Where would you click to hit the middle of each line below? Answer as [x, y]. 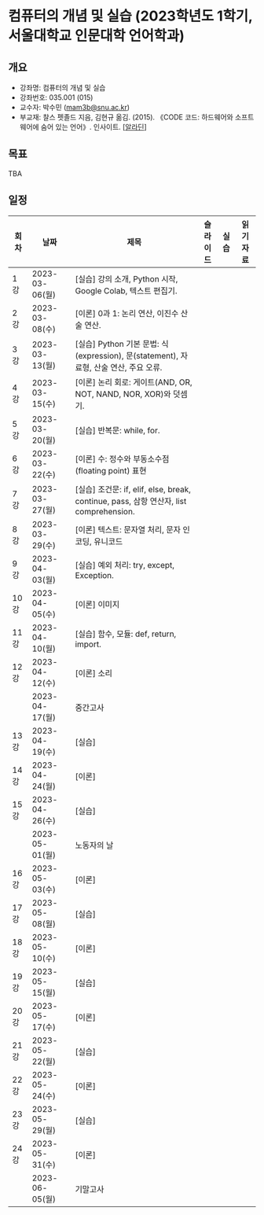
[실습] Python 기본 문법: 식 [122, 344]
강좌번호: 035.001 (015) [56, 98]
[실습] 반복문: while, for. [117, 430]
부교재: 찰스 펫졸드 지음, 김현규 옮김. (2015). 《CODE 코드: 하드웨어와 [126, 117]
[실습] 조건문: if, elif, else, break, [133, 489]
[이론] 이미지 [97, 604]
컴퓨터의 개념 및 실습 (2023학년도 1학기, [130, 16]
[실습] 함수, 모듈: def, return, [126, 634]
